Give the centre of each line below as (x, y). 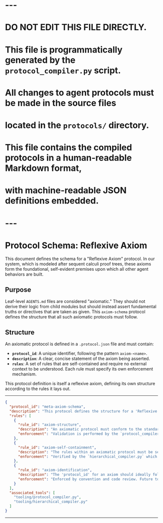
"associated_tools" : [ (32, 493)
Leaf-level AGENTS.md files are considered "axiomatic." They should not (75, 301)
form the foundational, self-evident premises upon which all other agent (77, 269)
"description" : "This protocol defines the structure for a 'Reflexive (83, 411)
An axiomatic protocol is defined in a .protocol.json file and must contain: (80, 344)
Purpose (18, 290)
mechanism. (24, 374)
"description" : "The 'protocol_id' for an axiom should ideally (84, 475)
